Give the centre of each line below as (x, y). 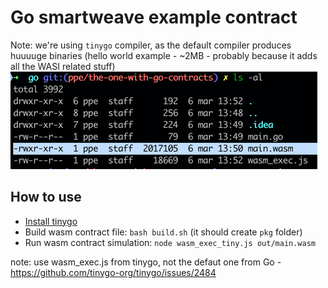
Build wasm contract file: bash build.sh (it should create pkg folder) (163, 232)
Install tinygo (51, 221)
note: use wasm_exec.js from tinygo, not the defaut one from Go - (146, 262)
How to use (46, 197)
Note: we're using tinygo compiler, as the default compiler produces (151, 45)
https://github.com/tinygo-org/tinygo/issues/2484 (113, 272)
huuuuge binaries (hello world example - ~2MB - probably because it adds (164, 55)
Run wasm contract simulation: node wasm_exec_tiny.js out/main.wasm (170, 242)
